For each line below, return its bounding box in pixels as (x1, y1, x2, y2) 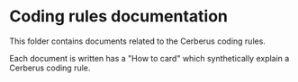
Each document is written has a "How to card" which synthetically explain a (9, 53, 290, 63)
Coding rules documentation (9, 6, 228, 27)
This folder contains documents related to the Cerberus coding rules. (9, 36, 266, 46)
